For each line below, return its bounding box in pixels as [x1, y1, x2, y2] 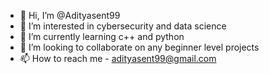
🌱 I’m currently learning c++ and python [19, 31, 185, 42]
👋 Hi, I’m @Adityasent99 [19, 10, 121, 21]
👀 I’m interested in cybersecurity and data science [19, 20, 227, 32]
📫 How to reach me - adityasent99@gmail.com [19, 53, 217, 64]
